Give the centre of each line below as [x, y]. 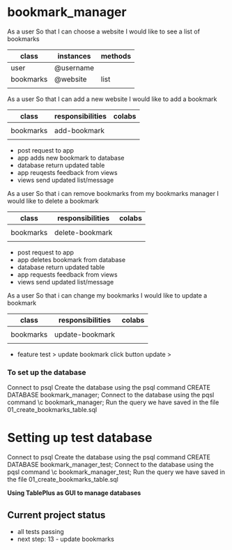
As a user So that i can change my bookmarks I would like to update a [107, 295]
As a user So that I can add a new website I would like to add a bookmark [112, 99]
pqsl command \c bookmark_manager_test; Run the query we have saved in [116, 472]
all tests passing [40, 531]
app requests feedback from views [67, 274]
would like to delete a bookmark [53, 201]
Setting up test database [80, 438]
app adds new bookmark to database [71, 158]
